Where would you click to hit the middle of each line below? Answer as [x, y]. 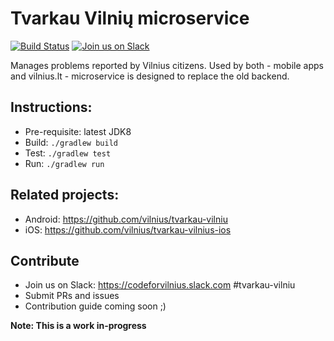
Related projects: [65, 195]
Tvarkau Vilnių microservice [130, 18]
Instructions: [51, 107]
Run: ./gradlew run [64, 163]
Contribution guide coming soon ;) [95, 306]
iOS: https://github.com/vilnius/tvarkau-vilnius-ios [128, 229]
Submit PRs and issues [72, 296]
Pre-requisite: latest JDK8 [78, 131]
